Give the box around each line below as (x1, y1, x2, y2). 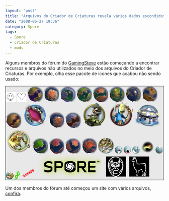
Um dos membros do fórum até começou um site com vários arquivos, (5, 185, 151, 191)
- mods (10, 45, 24, 50)
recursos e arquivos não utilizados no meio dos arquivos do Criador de (5, 65, 152, 71)
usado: (5, 76, 20, 82)
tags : (5, 29, 17, 35)
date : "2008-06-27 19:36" (5, 19, 59, 24)
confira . (5, 190, 22, 196)
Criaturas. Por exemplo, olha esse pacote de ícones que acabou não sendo (5, 71, 161, 77)
